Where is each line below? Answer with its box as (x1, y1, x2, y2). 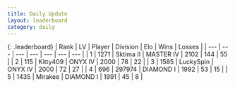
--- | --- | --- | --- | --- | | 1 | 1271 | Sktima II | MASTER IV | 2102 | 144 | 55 (15, 50, 228, 58)
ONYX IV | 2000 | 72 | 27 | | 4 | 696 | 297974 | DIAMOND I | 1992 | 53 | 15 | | (7, 65, 228, 74)
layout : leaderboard (7, 17, 68, 24)
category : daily (7, 23, 55, 30)
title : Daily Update (7, 10, 68, 18)
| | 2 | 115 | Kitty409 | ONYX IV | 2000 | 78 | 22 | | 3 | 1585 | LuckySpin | (7, 58, 214, 66)
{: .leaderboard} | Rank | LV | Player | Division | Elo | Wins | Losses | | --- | (7, 43, 221, 51)
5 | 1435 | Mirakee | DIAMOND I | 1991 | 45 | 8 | (7, 73, 143, 81)
